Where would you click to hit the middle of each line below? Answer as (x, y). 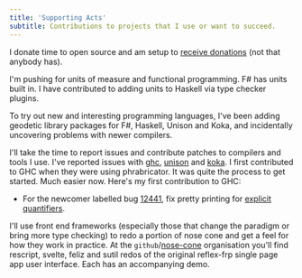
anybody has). (36, 61)
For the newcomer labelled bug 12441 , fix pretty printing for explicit (147, 199)
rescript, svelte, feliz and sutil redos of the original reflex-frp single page (144, 255)
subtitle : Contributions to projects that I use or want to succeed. (143, 26)
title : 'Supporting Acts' (58, 18)
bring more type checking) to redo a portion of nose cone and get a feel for (149, 235)
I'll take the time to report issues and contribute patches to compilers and (145, 152)
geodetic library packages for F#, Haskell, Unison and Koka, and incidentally (151, 125)
